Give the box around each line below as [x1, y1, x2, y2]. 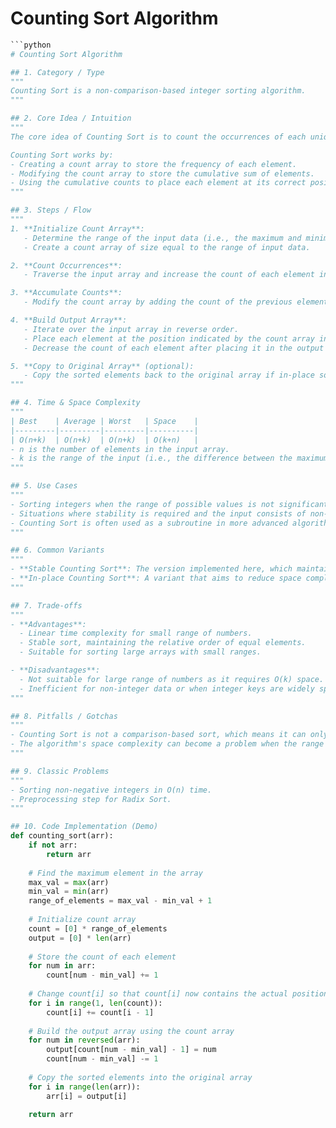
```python [10, 40, 52, 50]
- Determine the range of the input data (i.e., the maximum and [23, 233, 302, 243]
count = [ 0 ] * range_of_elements [28, 923, 168, 934]
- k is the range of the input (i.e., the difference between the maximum [10, 453, 329, 464]
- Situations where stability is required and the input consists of [10, 508, 307, 519]
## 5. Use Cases [10, 481, 78, 491]
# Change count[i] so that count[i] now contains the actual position [28, 989, 329, 999]
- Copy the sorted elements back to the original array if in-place [23, 370, 315, 381]
